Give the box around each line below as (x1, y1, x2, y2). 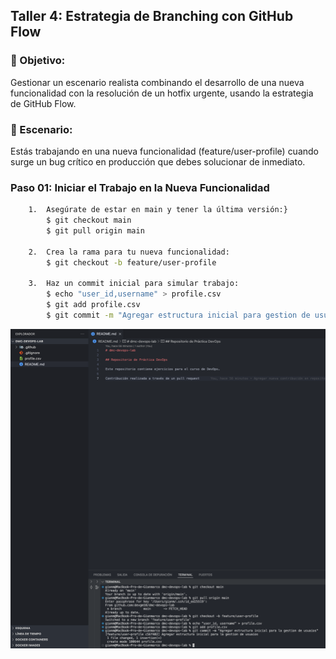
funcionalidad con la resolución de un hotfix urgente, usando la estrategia (10, 87, 314, 99)
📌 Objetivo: (10, 54, 66, 68)
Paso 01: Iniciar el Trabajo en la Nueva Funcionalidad (10, 180, 270, 194)
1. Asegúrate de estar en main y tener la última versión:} (28, 205, 288, 215)
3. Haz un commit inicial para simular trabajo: (28, 279, 240, 289)
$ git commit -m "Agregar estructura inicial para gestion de (46, 310, 311, 321)
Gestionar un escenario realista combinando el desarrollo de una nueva (10, 76, 305, 88)
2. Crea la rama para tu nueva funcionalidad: (28, 247, 230, 257)
